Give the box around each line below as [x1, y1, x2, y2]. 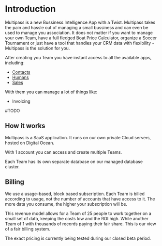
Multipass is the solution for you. [5, 45, 70, 51]
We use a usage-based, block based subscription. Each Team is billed [5, 191, 145, 197]
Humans [12, 74, 29, 80]
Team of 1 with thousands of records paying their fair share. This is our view [5, 221, 156, 227]
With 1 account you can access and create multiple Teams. [5, 149, 122, 155]
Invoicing [12, 98, 30, 104]
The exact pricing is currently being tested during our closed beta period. [5, 235, 151, 241]
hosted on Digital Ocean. [5, 140, 55, 146]
